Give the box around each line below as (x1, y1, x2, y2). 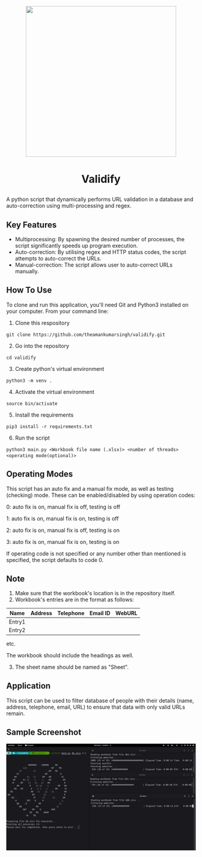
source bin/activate (6, 400, 58, 406)
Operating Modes (6, 469, 73, 479)
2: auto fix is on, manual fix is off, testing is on (6, 527, 120, 534)
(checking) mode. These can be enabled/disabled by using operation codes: (6, 492, 195, 499)
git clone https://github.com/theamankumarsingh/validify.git (6, 332, 165, 338)
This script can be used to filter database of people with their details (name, (6, 697, 194, 704)
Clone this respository (14, 319, 70, 326)
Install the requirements (14, 411, 74, 419)
